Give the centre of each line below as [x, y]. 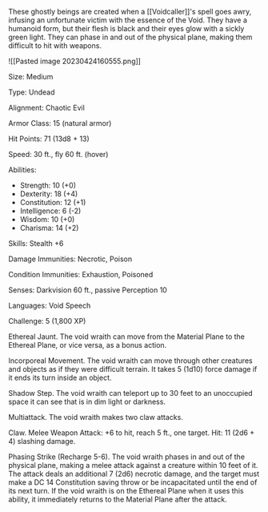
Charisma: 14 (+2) [49, 228]
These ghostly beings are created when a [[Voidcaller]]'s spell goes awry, [130, 12]
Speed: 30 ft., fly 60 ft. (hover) [58, 154]
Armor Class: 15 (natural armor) [60, 123]
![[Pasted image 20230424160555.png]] [75, 61]
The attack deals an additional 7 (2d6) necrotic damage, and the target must [134, 474]
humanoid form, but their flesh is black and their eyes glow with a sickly [126, 28]
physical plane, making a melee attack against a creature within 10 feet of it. [133, 465]
